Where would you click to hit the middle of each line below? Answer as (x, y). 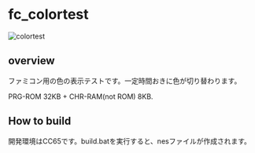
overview (31, 61)
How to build (40, 121)
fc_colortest (48, 15)
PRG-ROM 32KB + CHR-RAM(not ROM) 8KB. (81, 97)
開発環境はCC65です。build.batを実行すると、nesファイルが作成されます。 (130, 141)
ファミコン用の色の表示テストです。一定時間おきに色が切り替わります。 (125, 81)
